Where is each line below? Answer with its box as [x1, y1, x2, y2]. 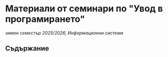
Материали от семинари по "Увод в [5, 3, 163, 14]
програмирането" [5, 13, 86, 25]
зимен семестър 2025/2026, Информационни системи [5, 30, 123, 36]
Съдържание [5, 44, 49, 53]
